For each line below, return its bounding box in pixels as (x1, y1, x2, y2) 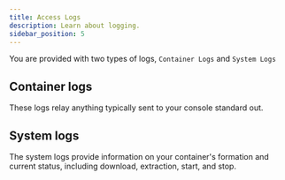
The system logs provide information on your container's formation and (9, 152, 270, 161)
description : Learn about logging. (9, 21, 141, 30)
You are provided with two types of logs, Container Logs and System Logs (9, 54, 276, 64)
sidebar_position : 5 (9, 29, 86, 38)
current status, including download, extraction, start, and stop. (9, 161, 237, 171)
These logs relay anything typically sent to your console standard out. (9, 102, 264, 113)
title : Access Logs (9, 12, 81, 22)
